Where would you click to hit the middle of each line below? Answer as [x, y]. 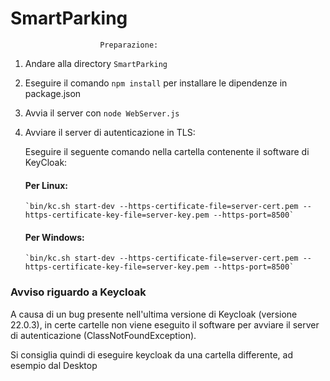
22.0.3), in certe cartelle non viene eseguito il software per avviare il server [165, 324]
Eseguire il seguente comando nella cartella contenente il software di [167, 151]
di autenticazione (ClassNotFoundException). [103, 335]
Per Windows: [54, 237]
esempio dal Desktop [54, 365]
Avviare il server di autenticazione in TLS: [110, 132]
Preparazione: [129, 45]
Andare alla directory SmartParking [96, 63]
